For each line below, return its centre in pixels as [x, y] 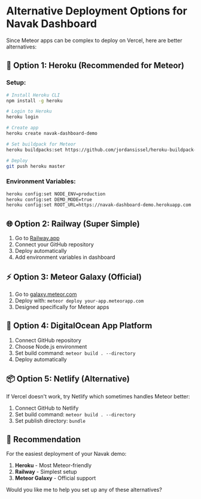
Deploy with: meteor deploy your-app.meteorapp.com [79, 300]
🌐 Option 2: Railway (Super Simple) [73, 224]
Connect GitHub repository [48, 340]
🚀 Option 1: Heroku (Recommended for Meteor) [95, 66]
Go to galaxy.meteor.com [46, 294]
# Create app [22, 128]
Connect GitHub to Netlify [47, 408]
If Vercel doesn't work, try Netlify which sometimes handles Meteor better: [98, 396]
